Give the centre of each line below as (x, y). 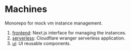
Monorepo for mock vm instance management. (54, 23)
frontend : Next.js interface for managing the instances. (69, 32)
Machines (26, 9)
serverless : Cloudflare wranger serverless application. (69, 38)
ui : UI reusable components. (41, 43)
